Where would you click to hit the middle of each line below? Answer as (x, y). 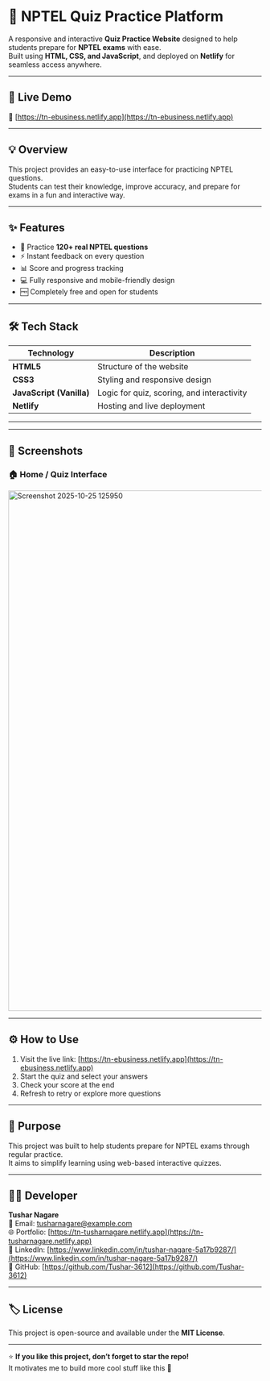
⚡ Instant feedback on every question (82, 256)
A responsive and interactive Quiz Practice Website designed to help (123, 39)
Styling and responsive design (154, 380)
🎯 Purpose (35, 1127)
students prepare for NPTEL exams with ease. (85, 47)
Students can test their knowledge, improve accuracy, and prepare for (125, 186)
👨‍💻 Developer (43, 1195)
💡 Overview (38, 150)
